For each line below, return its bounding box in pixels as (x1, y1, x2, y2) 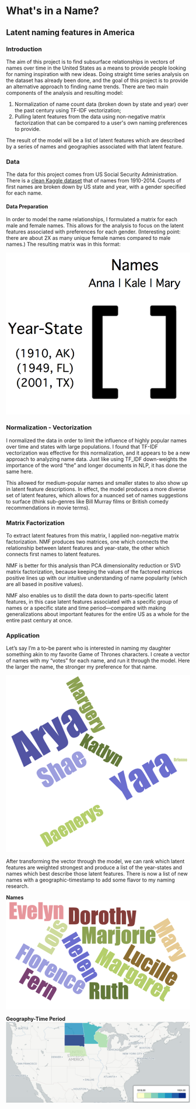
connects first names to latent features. (6, 551, 101, 558)
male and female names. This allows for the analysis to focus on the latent (6, 222, 184, 229)
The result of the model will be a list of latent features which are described (6, 136, 185, 144)
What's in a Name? (6, 4, 99, 18)
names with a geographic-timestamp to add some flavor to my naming (6, 876, 175, 884)
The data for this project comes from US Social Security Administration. (6, 171, 178, 178)
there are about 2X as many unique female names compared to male (6, 235, 171, 242)
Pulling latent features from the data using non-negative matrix (14, 113, 166, 120)
